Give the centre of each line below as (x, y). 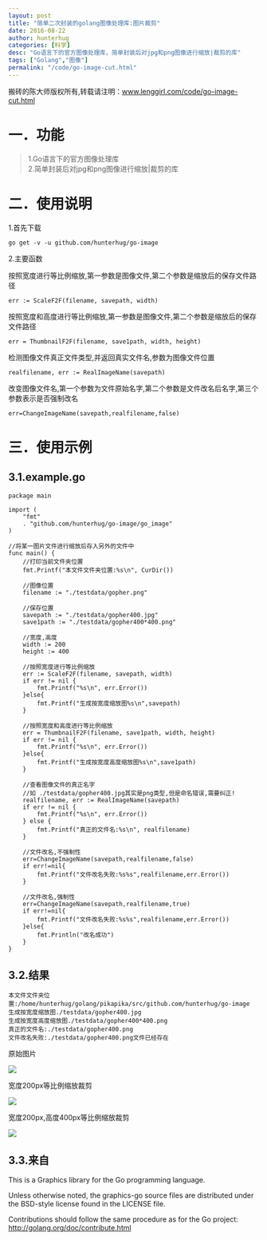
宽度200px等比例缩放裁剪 (51, 1086)
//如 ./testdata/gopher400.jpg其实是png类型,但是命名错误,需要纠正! (129, 793)
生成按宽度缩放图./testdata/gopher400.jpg (75, 1012)
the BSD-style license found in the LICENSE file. (87, 1204)
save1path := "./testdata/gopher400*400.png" (100, 622)
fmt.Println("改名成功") (76, 935)
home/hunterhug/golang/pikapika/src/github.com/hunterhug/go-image (135, 1004)
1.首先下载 (25, 228)
